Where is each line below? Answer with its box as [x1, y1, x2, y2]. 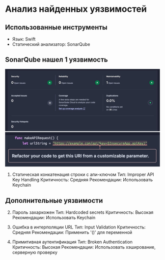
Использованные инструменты [5, 23, 108, 32]
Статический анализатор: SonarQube [12, 41, 90, 47]
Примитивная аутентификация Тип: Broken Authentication [12, 239, 133, 245]
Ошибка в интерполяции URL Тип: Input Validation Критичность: [12, 224, 146, 230]
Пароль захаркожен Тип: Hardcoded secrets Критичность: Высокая [12, 209, 154, 215]
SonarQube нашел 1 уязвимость [5, 56, 108, 64]
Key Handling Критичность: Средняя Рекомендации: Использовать [12, 177, 153, 183]
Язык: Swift [12, 36, 36, 42]
